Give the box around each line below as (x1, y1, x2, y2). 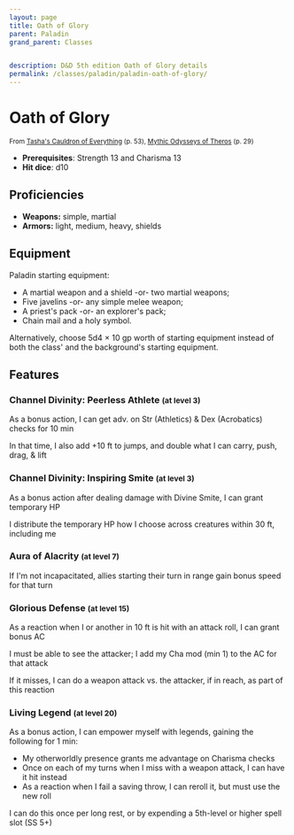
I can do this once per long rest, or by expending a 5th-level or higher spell (9, 808, 282, 819)
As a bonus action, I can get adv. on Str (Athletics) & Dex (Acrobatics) (9, 414, 263, 425)
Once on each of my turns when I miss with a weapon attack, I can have (21, 762, 285, 773)
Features (9, 367, 59, 382)
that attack (9, 658, 49, 669)
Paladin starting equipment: (9, 269, 110, 280)
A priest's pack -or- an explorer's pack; (21, 305, 166, 316)
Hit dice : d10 (21, 161, 69, 173)
